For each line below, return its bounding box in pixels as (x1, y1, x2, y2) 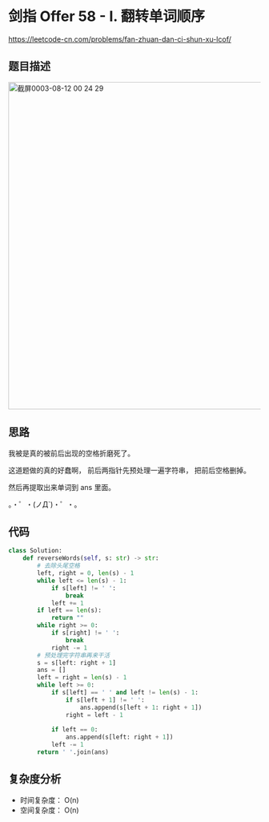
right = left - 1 (65, 711, 124, 719)
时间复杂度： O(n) (19, 795, 79, 804)
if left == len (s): (37, 606, 102, 614)
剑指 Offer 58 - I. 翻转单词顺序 (8, 7, 206, 26)
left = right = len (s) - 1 (37, 674, 127, 682)
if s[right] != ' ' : (50, 629, 120, 637)
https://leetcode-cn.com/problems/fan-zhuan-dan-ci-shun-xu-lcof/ (8, 34, 232, 44)
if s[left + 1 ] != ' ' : (65, 695, 146, 704)
